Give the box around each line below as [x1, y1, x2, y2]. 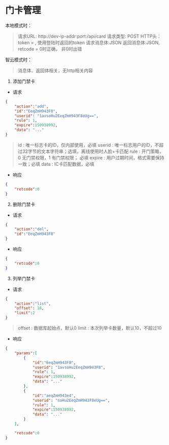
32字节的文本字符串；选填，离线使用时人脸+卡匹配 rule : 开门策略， [22, 148, 164, 154]
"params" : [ [14, 351, 38, 356]
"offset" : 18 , [14, 305, 44, 311]
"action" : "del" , [14, 227, 49, 232]
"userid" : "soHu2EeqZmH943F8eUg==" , [32, 398, 110, 403]
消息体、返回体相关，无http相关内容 [17, 67, 93, 74]
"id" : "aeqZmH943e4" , [32, 393, 76, 398]
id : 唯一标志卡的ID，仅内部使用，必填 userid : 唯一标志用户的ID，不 [17, 142, 159, 148]
